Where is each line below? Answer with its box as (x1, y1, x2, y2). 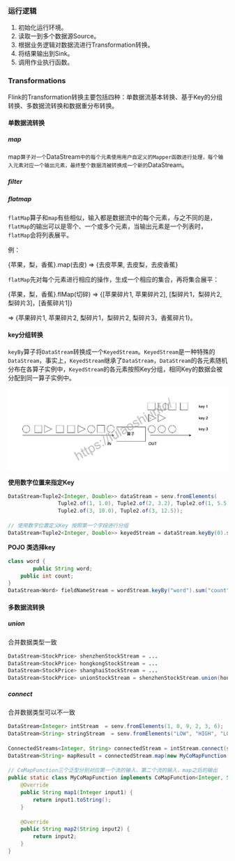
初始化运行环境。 (17, 23, 68, 32)
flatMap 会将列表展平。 (8, 231, 73, 239)
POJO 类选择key (8, 543, 56, 551)
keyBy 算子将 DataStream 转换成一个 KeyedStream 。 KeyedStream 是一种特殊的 (8, 347, 215, 356)
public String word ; (33, 565, 93, 572)
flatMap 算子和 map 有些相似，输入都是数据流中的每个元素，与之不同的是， (8, 213, 217, 222)
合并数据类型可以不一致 (8, 708, 75, 717)
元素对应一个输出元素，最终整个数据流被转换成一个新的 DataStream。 (13, 161, 188, 169)
